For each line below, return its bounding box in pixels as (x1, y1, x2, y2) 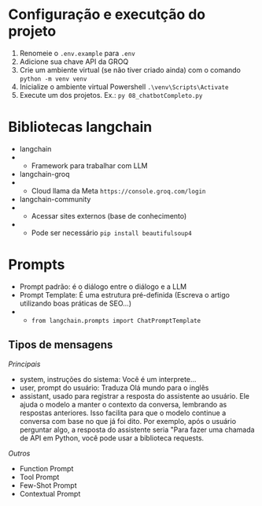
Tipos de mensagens (8, 338, 113, 352)
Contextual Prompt (19, 489, 81, 498)
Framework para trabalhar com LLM (31, 160, 148, 171)
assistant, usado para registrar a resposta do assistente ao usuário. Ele (19, 391, 250, 400)
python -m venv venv (19, 75, 87, 83)
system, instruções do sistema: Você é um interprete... (19, 374, 197, 384)
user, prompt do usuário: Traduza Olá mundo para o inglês (19, 383, 209, 392)
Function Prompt (19, 463, 74, 473)
